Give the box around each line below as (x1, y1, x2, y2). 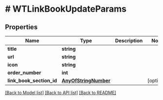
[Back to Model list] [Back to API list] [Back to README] (5, 90, 116, 96)
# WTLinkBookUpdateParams (5, 3, 127, 15)
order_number (7, 69, 41, 76)
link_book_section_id (7, 77, 57, 84)
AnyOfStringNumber (61, 77, 111, 84)
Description (115, 38, 143, 44)
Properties (5, 23, 38, 31)
